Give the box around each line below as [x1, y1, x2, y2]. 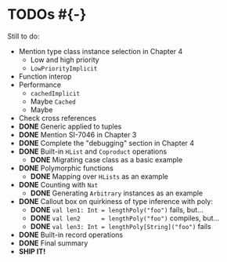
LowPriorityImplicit [30, 64, 98, 72]
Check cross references [18, 113, 97, 122]
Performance [18, 80, 62, 89]
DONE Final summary [18, 238, 88, 248]
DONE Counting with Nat [18, 180, 99, 189]
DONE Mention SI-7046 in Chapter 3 [18, 129, 137, 139]
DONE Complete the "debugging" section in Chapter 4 [18, 138, 195, 147]
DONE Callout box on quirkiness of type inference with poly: [18, 196, 213, 206]
